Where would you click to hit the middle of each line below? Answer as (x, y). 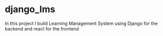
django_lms (30, 9)
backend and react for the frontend (42, 28)
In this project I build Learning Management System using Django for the (81, 23)
